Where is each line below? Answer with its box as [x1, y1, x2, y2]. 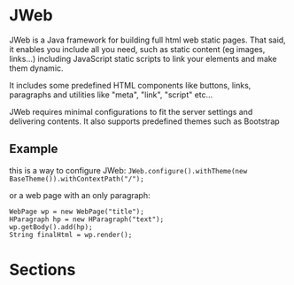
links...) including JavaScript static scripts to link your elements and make [9, 53, 277, 64]
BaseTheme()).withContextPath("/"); [9, 174, 144, 183]
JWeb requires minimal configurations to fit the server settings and [9, 106, 253, 117]
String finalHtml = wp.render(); [9, 230, 133, 239]
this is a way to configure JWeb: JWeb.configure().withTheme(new [9, 165, 248, 175]
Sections [9, 259, 76, 280]
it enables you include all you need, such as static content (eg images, [9, 43, 266, 54]
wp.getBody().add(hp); [9, 222, 93, 231]
